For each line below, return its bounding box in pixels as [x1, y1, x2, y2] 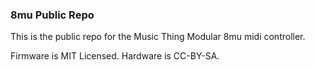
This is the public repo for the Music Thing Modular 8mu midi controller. [10, 31, 306, 43]
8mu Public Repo [10, 8, 95, 22]
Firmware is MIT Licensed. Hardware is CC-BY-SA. [10, 50, 220, 62]
